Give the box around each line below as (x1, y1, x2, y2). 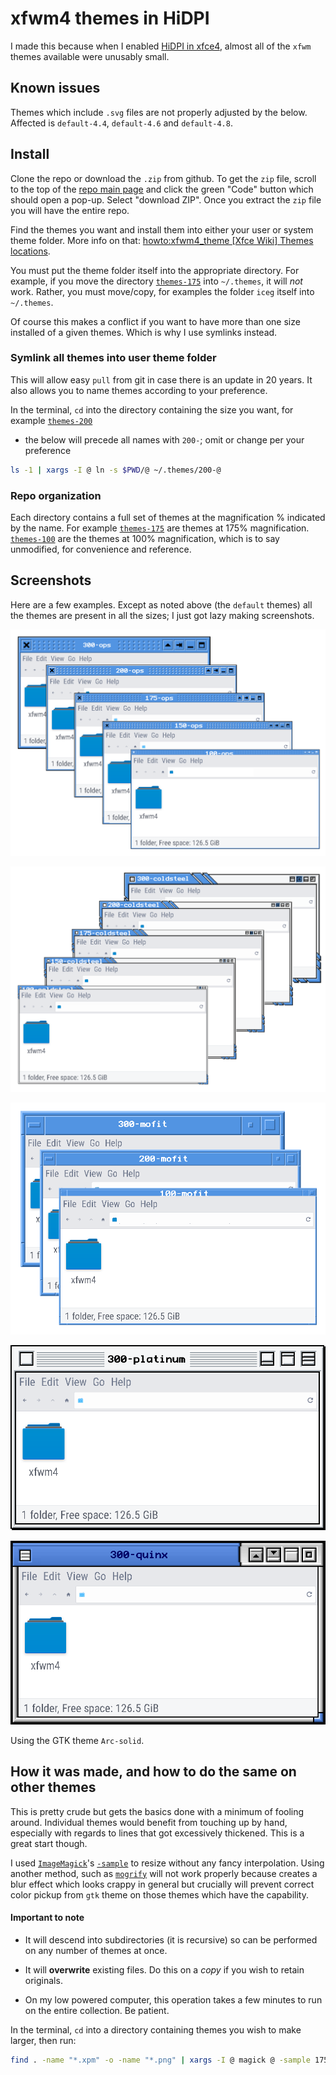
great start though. (10, 1837, 88, 1849)
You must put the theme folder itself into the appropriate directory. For (10, 264, 300, 276)
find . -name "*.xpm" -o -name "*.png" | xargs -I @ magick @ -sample (10, 2055, 311, 2065)
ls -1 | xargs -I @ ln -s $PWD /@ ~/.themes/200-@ (10, 465, 222, 475)
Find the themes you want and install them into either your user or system (10, 223, 314, 236)
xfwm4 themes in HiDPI (10, 7, 210, 30)
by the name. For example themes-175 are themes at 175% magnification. (10, 522, 310, 534)
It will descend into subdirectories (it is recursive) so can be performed (24, 1933, 318, 1946)
